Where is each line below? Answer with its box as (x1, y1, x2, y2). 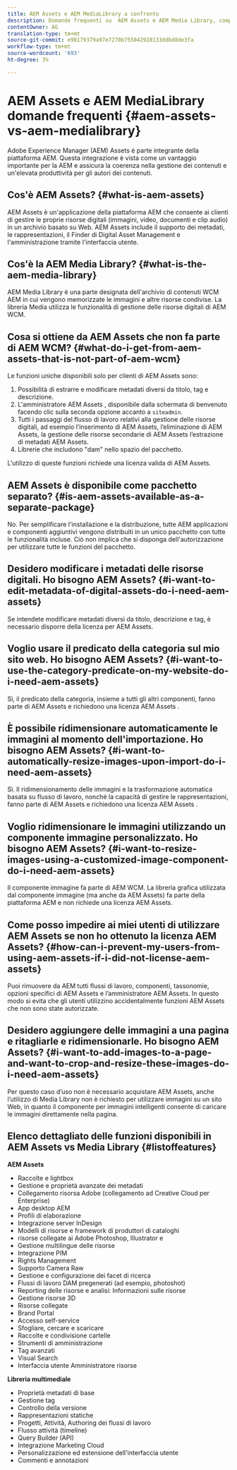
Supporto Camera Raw (17, 1263, 84, 1272)
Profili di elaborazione (17, 1211, 81, 1220)
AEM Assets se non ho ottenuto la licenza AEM (7, 930, 217, 942)
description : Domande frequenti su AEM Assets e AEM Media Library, (7, 17, 217, 24)
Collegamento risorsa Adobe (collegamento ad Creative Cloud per (17, 1189, 210, 1197)
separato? (7, 490, 53, 502)
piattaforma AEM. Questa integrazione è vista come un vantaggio (7, 153, 197, 162)
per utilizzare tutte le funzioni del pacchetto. (7, 542, 136, 551)
